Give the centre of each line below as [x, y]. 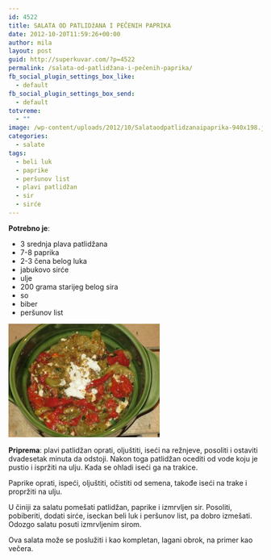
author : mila [30, 43]
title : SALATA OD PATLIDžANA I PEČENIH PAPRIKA [90, 25]
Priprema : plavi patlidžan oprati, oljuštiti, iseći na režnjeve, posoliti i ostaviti [133, 450]
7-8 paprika [40, 252]
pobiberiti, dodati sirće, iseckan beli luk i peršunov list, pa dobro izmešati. [130, 516]
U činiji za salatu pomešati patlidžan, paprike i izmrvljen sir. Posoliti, [120, 507]
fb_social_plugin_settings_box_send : [72, 94]
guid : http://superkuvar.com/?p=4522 [72, 60]
